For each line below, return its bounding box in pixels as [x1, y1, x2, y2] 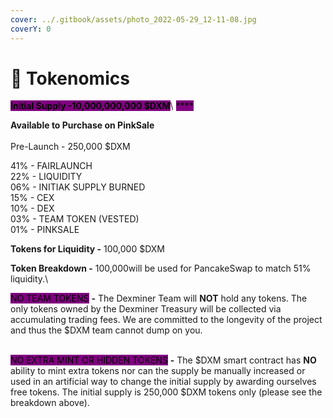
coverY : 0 [10, 24, 52, 34]
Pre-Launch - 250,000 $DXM [10, 141, 131, 153]
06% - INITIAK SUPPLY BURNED [10, 181, 146, 193]
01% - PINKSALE [10, 224, 80, 236]
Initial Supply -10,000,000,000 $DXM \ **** [10, 100, 194, 112]
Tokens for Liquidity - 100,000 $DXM [10, 243, 165, 255]
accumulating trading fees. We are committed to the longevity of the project [10, 314, 323, 326]
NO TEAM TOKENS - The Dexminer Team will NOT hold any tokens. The [10, 292, 308, 305]
